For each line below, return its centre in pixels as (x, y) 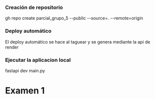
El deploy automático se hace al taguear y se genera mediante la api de (78, 42)
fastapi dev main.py (25, 70)
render (12, 47)
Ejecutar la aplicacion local (38, 60)
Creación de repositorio (34, 7)
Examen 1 (25, 91)
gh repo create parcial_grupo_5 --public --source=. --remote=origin (74, 18)
